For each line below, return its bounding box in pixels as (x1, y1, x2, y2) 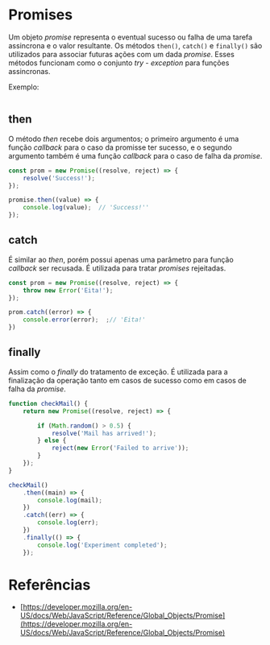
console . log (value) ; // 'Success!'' (23, 204, 150, 212)
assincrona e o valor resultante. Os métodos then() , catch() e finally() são (8, 40, 263, 50)
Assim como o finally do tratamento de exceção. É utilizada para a (8, 366, 228, 376)
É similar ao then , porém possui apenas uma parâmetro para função (8, 254, 234, 264)
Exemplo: (8, 82, 39, 92)
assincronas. (8, 66, 51, 76)
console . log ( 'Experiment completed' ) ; (37, 541, 168, 549)
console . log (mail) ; (37, 496, 103, 504)
